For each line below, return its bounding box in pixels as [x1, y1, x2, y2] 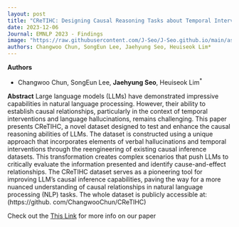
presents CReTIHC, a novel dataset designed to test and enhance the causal [7, 122, 230, 130]
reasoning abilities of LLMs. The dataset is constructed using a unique [7, 130, 213, 138]
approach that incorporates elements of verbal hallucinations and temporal [7, 137, 226, 146]
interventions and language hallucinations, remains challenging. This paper [7, 115, 228, 123]
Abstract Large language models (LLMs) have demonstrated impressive [7, 92, 219, 100]
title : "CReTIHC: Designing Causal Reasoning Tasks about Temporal [7, 17, 212, 24]
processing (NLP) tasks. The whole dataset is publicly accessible [7, 190, 198, 199]
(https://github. [7, 197, 52, 206]
